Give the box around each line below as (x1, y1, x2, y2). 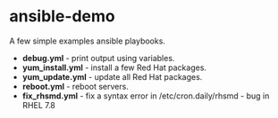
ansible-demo (9, 6, 116, 27)
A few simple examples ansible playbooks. (9, 35, 165, 46)
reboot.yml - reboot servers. (21, 81, 130, 91)
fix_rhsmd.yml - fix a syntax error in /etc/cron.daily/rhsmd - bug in (21, 90, 270, 101)
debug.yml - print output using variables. (21, 52, 175, 63)
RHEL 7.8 (21, 99, 56, 110)
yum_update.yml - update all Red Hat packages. (21, 71, 203, 82)
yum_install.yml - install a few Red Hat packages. (21, 62, 207, 73)
